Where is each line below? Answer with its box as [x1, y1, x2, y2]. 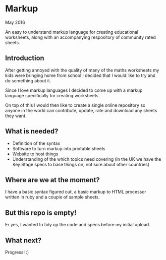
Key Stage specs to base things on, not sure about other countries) [12, 161, 150, 167]
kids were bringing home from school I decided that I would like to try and [5, 72, 156, 78]
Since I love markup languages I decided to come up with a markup [5, 87, 143, 93]
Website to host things [12, 151, 58, 157]
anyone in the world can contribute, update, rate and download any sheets [5, 107, 157, 113]
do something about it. [5, 77, 51, 83]
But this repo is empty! [5, 208, 77, 217]
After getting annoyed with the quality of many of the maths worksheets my [5, 67, 160, 73]
